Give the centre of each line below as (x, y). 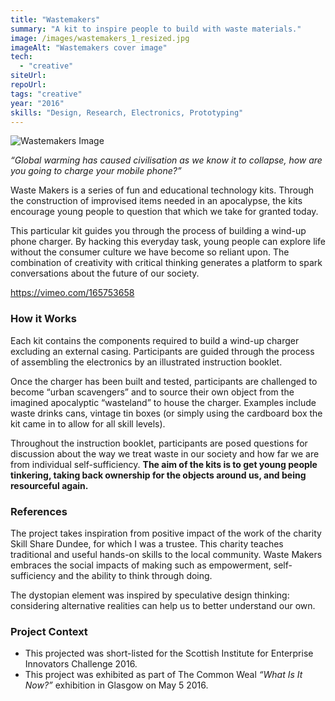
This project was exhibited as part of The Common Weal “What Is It (163, 675)
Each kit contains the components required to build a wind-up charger (155, 340)
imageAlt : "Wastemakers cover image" (89, 47)
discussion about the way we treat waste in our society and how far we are (165, 453)
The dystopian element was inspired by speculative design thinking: (150, 595)
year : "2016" (37, 103)
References (39, 511)
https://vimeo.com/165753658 (72, 293)
